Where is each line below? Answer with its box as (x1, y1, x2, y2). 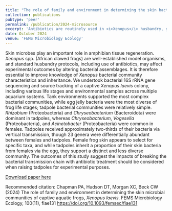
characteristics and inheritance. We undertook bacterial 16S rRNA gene (5, 77, 156, 83)
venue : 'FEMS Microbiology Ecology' (5, 36, 83, 41)
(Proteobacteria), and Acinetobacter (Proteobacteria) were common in (5, 121, 154, 127)
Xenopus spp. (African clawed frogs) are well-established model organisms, (5, 55, 166, 61)
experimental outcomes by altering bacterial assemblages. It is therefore (5, 66, 158, 72)
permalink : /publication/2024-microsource (5, 21, 97, 27)
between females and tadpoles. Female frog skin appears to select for (5, 136, 153, 143)
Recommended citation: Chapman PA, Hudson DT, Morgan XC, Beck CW (5, 183, 159, 190)
